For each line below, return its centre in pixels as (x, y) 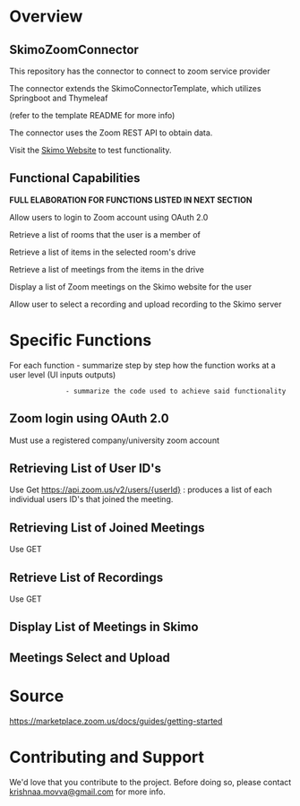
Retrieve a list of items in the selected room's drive (103, 252)
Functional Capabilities (75, 178)
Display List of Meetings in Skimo (104, 627)
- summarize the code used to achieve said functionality (176, 391)
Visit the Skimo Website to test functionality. (90, 150)
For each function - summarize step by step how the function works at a (142, 365)
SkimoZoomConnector (74, 50)
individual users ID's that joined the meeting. (91, 499)
